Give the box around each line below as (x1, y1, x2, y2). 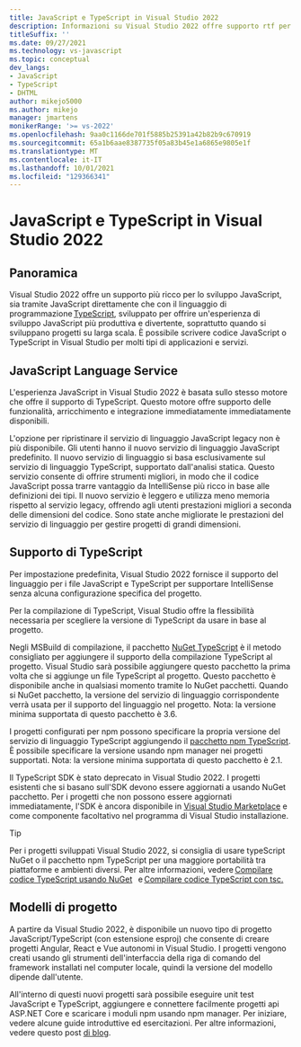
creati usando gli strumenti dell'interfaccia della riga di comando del (9, 952, 261, 963)
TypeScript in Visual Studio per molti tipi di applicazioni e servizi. (9, 337, 249, 348)
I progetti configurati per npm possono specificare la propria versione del (9, 725, 281, 737)
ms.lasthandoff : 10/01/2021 (9, 164, 115, 173)
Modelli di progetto (9, 900, 118, 915)
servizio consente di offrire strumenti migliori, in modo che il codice (9, 471, 259, 482)
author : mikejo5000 (9, 96, 83, 106)
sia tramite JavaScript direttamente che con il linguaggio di (9, 298, 227, 310)
